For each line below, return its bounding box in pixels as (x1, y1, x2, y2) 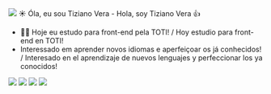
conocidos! (19, 62, 58, 71)
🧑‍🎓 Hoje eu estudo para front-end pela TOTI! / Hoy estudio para (19, 27, 233, 37)
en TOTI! (35, 36, 64, 45)
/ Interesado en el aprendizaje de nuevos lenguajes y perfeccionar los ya (19, 53, 263, 63)
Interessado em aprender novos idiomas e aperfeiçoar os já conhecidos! (19, 44, 262, 54)
